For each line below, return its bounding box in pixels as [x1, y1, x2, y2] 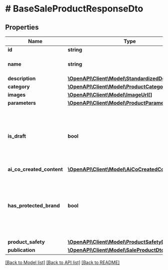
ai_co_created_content [7, 166, 63, 173]
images [7, 91, 26, 98]
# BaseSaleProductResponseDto [5, 3, 143, 15]
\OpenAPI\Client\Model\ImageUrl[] [67, 91, 152, 98]
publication [7, 246, 35, 253]
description [7, 75, 36, 82]
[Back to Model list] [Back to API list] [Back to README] [5, 259, 120, 265]
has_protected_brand [7, 202, 60, 209]
